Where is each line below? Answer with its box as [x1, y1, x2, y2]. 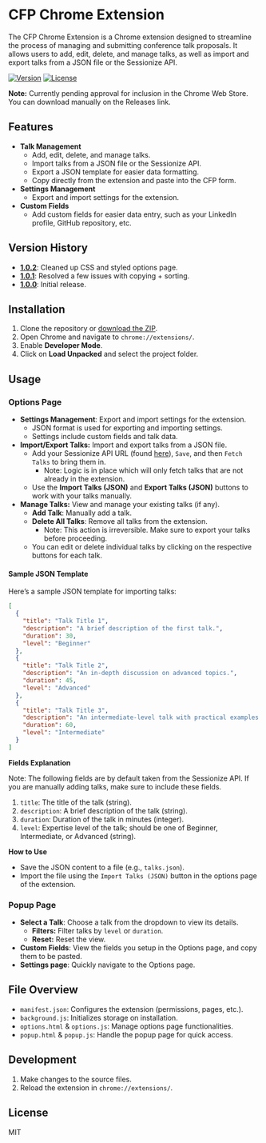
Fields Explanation [8, 757, 71, 767]
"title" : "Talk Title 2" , [22, 661, 109, 669]
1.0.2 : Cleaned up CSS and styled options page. [19, 262, 178, 272]
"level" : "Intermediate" [22, 729, 105, 737]
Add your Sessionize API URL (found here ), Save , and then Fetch [31, 449, 243, 458]
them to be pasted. [19, 952, 82, 961]
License [8, 1106, 49, 1120]
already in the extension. [43, 474, 125, 484]
